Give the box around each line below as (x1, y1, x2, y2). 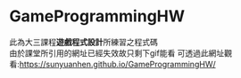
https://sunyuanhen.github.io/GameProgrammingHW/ (19, 58, 216, 69)
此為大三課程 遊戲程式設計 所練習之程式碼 (9, 36, 158, 47)
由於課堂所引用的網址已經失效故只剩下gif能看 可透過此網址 (9, 47, 225, 58)
